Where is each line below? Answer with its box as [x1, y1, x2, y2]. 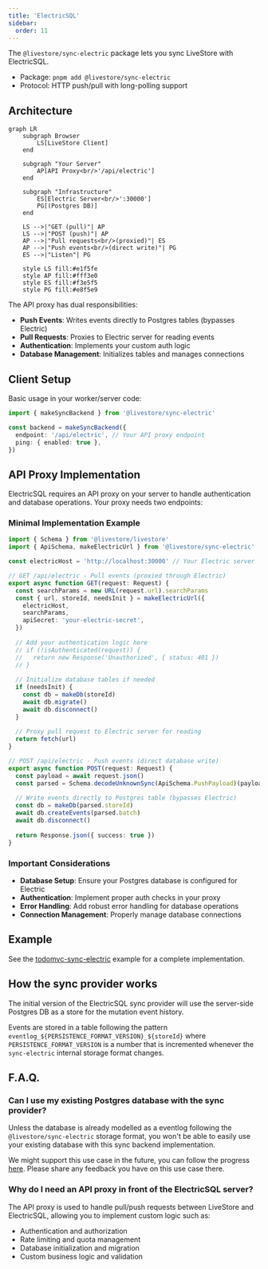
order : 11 [15, 26, 48, 34]
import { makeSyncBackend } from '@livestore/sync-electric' [8, 409, 216, 417]
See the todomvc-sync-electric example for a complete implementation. [8, 954, 245, 963]
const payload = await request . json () [15, 771, 145, 779]
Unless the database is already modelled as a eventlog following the [8, 1123, 232, 1132]
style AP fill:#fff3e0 [22, 272, 98, 280]
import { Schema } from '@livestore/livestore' [8, 536, 170, 544]
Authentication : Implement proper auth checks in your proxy [19, 892, 221, 902]
